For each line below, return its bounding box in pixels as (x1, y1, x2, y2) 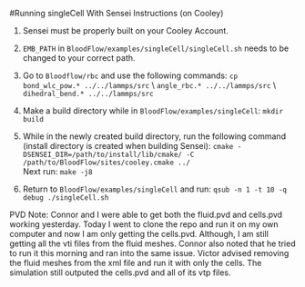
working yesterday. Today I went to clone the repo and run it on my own (9, 219, 280, 230)
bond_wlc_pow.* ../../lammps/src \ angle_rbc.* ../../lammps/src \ (22, 80, 277, 90)
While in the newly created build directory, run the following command (22, 131, 287, 142)
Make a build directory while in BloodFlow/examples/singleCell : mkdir (22, 105, 284, 116)
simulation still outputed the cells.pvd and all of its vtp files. (9, 267, 231, 278)
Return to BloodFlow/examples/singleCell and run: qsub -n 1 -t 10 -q (22, 183, 287, 194)
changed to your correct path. (22, 53, 136, 63)
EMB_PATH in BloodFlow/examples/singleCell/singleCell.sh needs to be (22, 43, 290, 54)
